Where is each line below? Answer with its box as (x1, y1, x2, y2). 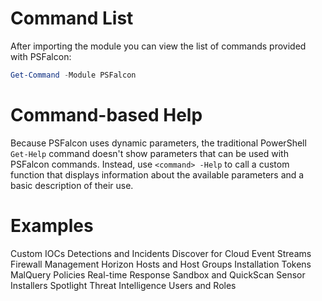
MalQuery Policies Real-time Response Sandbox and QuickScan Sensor (10, 268, 306, 281)
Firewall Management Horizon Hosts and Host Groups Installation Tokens (10, 258, 312, 270)
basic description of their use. (10, 179, 134, 191)
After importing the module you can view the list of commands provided (10, 40, 307, 52)
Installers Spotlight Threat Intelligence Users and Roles (10, 279, 237, 291)
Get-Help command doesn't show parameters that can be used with (10, 147, 289, 159)
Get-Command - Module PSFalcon (10, 70, 137, 80)
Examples (10, 214, 94, 237)
